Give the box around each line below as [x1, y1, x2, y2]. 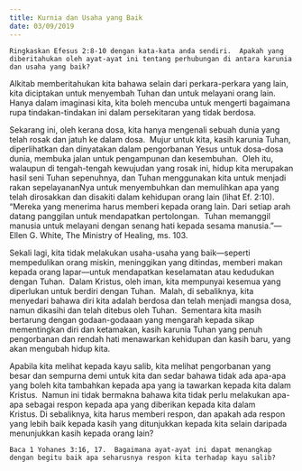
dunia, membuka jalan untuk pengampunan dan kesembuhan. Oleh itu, [9, 152, 273, 163]
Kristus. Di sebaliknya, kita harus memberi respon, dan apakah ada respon [9, 408, 286, 420]
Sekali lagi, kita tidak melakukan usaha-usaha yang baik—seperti [9, 247, 251, 258]
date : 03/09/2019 [9, 22, 75, 31]
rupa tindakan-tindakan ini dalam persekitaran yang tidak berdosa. [9, 106, 257, 117]
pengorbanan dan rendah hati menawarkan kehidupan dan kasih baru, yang [9, 333, 291, 344]
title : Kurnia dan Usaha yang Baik [9, 13, 143, 23]
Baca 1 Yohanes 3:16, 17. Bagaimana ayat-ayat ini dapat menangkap [9, 445, 272, 454]
